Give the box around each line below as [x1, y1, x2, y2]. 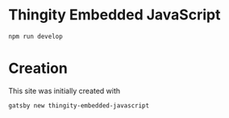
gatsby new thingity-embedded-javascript [8, 101, 150, 110]
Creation [8, 59, 69, 78]
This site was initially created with [8, 86, 121, 95]
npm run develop [8, 32, 63, 40]
